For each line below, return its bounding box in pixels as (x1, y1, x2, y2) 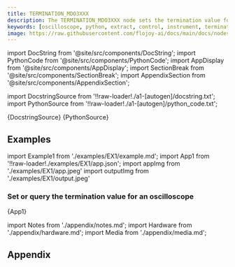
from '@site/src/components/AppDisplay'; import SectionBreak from (7, 64, 205, 72)
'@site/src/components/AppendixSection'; (7, 78, 130, 87)
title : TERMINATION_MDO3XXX (7, 10, 90, 17)
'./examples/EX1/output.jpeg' (7, 174, 90, 182)
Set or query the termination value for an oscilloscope (7, 192, 194, 201)
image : (7, 29, 27, 37)
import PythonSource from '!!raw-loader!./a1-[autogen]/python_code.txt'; (7, 99, 218, 108)
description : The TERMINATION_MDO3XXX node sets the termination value (7, 17, 220, 24)
